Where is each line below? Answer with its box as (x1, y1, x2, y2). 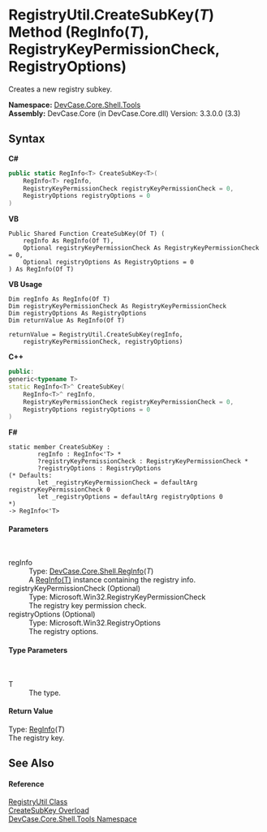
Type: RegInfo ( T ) (8, 724, 65, 734)
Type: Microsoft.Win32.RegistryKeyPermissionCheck (28, 592, 206, 602)
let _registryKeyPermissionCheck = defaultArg (37, 478, 198, 487)
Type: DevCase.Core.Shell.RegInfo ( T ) (28, 566, 154, 577)
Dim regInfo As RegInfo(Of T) (8, 295, 111, 303)
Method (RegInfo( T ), (8, 23, 149, 41)
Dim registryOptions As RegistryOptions (8, 310, 148, 318)
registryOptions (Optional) (8, 610, 96, 620)
